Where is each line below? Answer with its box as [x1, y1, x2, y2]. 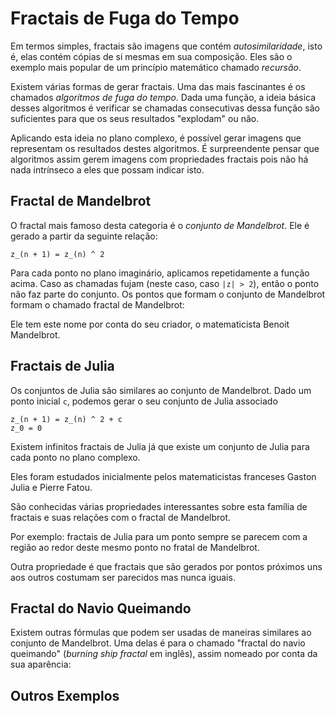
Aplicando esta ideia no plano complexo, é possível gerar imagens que [10, 132, 302, 144]
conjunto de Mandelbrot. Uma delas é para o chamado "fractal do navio [10, 637, 306, 649]
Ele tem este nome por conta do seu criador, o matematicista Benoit [10, 318, 290, 330]
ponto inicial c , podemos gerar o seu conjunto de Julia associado [10, 395, 278, 407]
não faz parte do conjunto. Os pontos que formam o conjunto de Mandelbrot [10, 288, 326, 300]
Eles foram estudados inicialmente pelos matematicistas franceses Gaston [10, 470, 317, 482]
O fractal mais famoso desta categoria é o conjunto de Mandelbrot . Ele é [10, 219, 310, 231]
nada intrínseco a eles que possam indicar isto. [10, 163, 205, 176]
